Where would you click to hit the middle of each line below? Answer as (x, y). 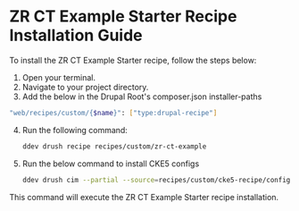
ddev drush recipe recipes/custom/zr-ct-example (114, 146)
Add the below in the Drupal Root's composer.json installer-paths (142, 97)
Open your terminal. (59, 77)
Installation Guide (76, 35)
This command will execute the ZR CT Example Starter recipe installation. (144, 197)
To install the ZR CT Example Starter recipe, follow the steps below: (133, 60)
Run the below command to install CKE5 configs (111, 164)
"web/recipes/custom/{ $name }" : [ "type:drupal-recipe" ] (113, 113)
